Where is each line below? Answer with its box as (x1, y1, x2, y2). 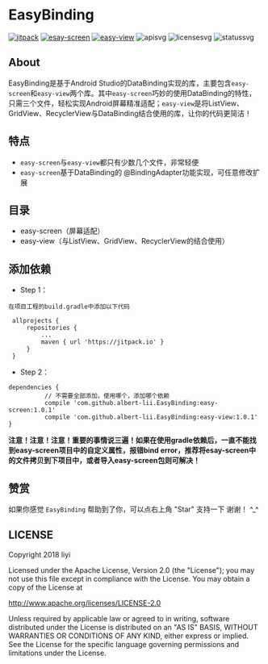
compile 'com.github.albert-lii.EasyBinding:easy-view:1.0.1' (44, 413, 258, 421)
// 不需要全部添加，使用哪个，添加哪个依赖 (44, 392, 170, 400)
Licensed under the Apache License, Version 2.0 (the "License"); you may (8, 565, 255, 574)
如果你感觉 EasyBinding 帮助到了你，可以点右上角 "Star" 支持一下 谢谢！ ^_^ (8, 504, 259, 514)
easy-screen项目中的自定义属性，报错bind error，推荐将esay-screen (15, 445, 249, 455)
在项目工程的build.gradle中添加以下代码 (8, 303, 131, 311)
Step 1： (19, 285, 48, 295)
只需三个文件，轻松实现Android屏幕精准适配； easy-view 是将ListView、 (8, 98, 244, 108)
